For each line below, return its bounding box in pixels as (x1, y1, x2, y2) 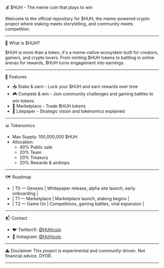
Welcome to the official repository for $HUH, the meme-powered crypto (5, 16, 150, 21)
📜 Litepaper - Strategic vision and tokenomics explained (12, 108, 125, 114)
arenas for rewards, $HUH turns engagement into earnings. (5, 60, 125, 65)
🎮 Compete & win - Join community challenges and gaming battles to (12, 91, 154, 96)
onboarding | (12, 191, 38, 196)
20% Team (19, 150, 42, 155)
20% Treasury (19, 154, 49, 160)
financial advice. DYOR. (5, 253, 52, 259)
